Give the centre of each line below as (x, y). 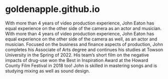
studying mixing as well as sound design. (48, 70)
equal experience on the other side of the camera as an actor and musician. (83, 28)
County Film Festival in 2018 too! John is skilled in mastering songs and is (81, 65)
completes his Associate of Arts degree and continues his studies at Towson (84, 49)
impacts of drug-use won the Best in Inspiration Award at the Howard (77, 60)
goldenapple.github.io (53, 9)
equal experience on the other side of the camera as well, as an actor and (81, 39)
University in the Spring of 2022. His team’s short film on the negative (77, 55)
